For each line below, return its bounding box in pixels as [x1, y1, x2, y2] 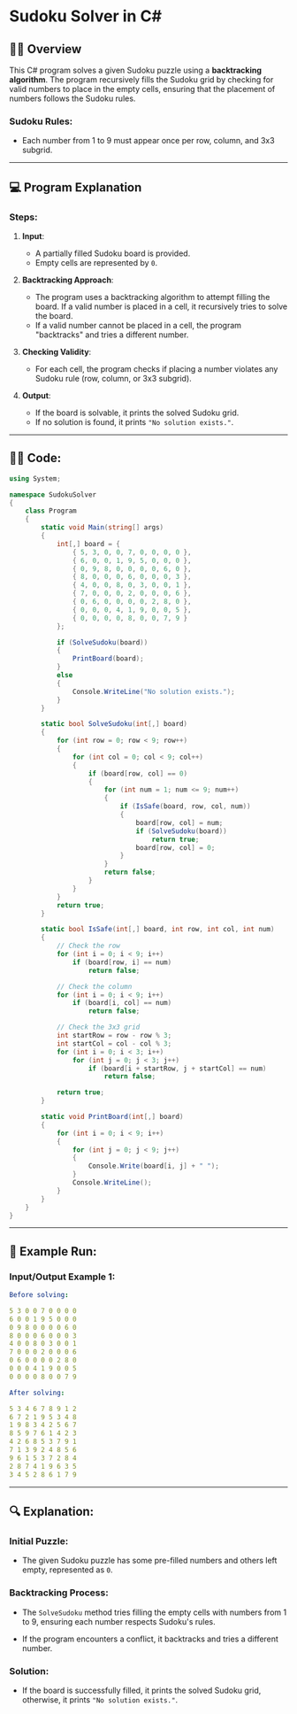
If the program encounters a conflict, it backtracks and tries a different [21, 1633, 278, 1644]
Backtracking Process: [9, 1587, 109, 1599]
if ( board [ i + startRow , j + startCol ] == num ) [88, 1064, 267, 1073]
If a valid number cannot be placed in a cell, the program [34, 320, 241, 330]
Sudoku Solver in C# [9, 6, 162, 27]
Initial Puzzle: [9, 1534, 69, 1547]
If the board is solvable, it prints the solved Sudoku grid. [34, 407, 240, 418]
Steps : [9, 211, 38, 223]
